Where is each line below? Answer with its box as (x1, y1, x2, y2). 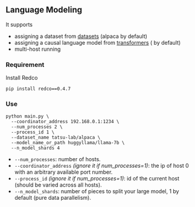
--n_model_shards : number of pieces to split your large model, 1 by (14, 188, 179, 195)
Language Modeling (5, 5, 83, 15)
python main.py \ (5, 113, 50, 119)
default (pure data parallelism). (14, 194, 91, 202)
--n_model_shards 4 (11, 145, 60, 151)
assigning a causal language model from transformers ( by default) (14, 39, 181, 46)
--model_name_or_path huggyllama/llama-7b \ (11, 140, 125, 146)
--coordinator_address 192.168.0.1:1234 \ (11, 119, 120, 125)
